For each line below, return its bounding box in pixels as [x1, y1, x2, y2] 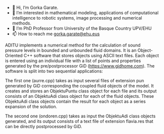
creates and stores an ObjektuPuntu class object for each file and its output [5, 88, 157, 94]
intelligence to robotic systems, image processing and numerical [12, 15, 143, 21]
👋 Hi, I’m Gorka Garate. [12, 5, 59, 10]
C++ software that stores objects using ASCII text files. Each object [23, 53, 159, 58]
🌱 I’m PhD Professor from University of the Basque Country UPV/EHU [12, 25, 152, 31]
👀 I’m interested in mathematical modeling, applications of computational [12, 10, 159, 16]
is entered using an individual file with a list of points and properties [5, 58, 141, 64]
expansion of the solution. [5, 104, 58, 110]
